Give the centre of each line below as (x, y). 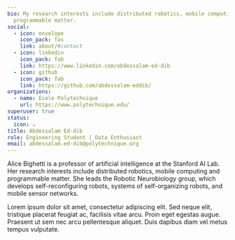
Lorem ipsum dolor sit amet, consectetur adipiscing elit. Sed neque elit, (109, 207)
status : (19, 118)
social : (19, 27)
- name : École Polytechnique (56, 99)
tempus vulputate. (33, 230)
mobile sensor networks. (43, 194)
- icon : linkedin (39, 53)
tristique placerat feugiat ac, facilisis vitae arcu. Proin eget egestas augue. (114, 215)
